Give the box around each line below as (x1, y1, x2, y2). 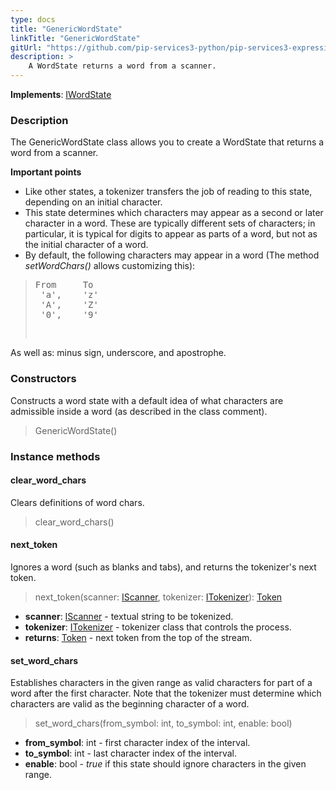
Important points (10, 166, 82, 178)
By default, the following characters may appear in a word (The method (24, 249, 320, 261)
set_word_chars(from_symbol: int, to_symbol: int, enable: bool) (34, 717, 293, 730)
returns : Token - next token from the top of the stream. (24, 631, 253, 643)
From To (34, 279, 94, 291)
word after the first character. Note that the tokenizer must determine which (10, 687, 322, 700)
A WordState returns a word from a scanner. (28, 61, 217, 71)
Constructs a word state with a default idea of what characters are (10, 394, 284, 406)
